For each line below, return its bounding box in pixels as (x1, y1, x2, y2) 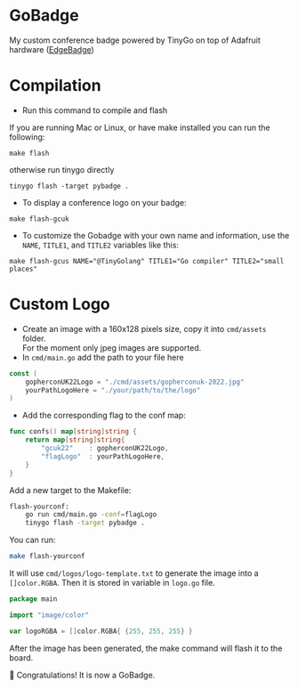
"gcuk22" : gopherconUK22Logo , (41, 444, 169, 453)
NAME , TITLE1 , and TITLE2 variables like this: (21, 239, 180, 250)
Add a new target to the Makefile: (9, 484, 132, 495)
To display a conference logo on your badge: (21, 197, 187, 207)
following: (9, 131, 45, 142)
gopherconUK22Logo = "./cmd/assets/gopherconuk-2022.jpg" (25, 377, 245, 386)
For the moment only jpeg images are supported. (21, 342, 202, 353)
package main (9, 595, 58, 604)
